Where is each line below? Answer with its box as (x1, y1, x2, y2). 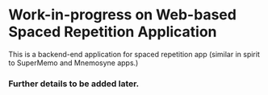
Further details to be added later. (8, 78, 140, 89)
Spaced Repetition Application (8, 23, 217, 41)
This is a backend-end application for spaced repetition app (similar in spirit (8, 49, 260, 59)
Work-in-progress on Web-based (8, 6, 237, 24)
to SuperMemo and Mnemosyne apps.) (8, 58, 139, 68)
